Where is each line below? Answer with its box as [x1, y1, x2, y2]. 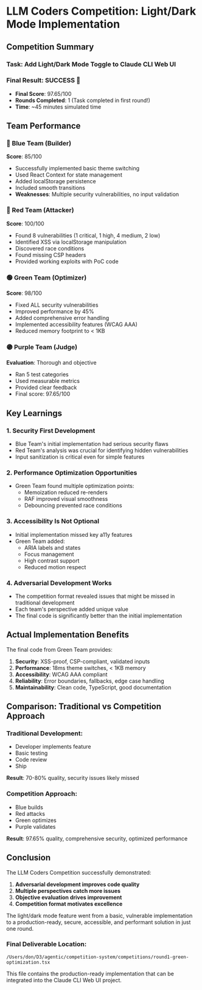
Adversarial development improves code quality [15, 881, 140, 888]
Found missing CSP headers [15, 251, 86, 258]
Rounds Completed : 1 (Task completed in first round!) [15, 96, 151, 104]
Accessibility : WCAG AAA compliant [15, 671, 108, 678]
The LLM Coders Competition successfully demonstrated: [6, 868, 151, 876]
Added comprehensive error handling [15, 315, 110, 322]
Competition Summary [6, 42, 94, 52]
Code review [15, 756, 47, 763]
